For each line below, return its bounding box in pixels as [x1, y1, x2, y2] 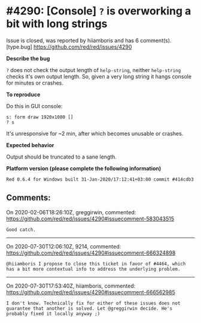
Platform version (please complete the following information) [6, 165, 162, 172]
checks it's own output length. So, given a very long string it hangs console [6, 73, 192, 80]
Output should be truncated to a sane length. [6, 153, 117, 160]
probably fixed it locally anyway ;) [6, 310, 100, 316]
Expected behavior [6, 141, 54, 148]
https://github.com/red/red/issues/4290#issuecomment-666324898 [6, 249, 176, 256]
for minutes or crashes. [6, 79, 64, 86]
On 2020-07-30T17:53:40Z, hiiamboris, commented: [6, 282, 136, 289]
